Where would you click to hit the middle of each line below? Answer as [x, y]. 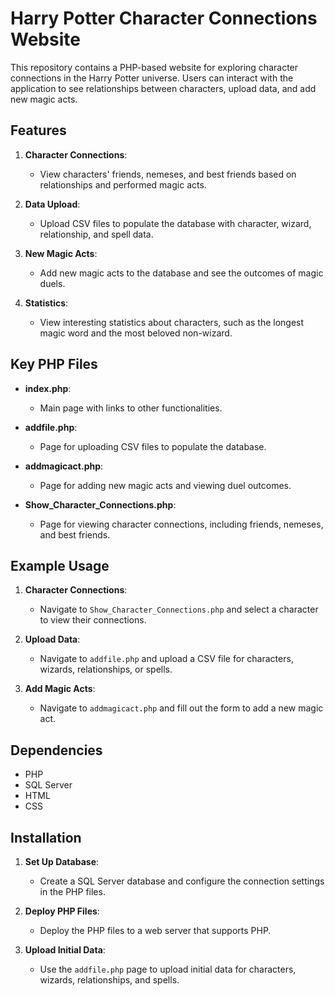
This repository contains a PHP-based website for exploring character [154, 67]
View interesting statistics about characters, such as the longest [172, 322]
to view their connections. [93, 620]
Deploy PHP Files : [62, 911]
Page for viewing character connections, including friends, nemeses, [181, 524]
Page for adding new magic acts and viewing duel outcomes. [165, 485]
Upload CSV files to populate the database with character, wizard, [175, 223]
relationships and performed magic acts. [123, 184]
